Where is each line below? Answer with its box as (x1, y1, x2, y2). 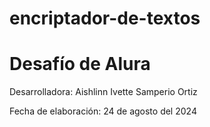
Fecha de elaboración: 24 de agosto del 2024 (9, 105, 197, 117)
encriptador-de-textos (9, 7, 201, 30)
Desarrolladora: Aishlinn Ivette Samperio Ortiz (9, 86, 198, 98)
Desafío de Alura (9, 53, 151, 76)
